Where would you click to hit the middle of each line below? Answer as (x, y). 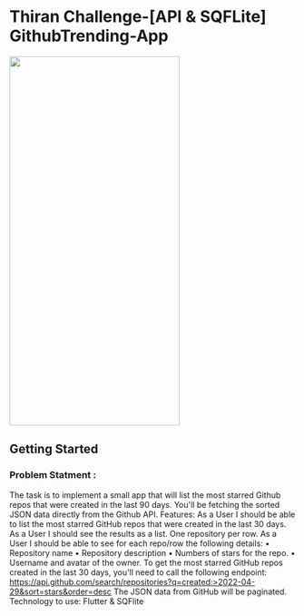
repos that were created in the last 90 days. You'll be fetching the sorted (145, 504)
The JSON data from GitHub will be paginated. (200, 591)
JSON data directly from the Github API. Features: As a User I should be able (152, 514)
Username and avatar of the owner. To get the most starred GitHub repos (146, 562)
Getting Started (54, 449)
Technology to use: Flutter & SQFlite (77, 601)
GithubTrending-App (89, 36)
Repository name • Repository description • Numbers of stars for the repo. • (152, 552)
